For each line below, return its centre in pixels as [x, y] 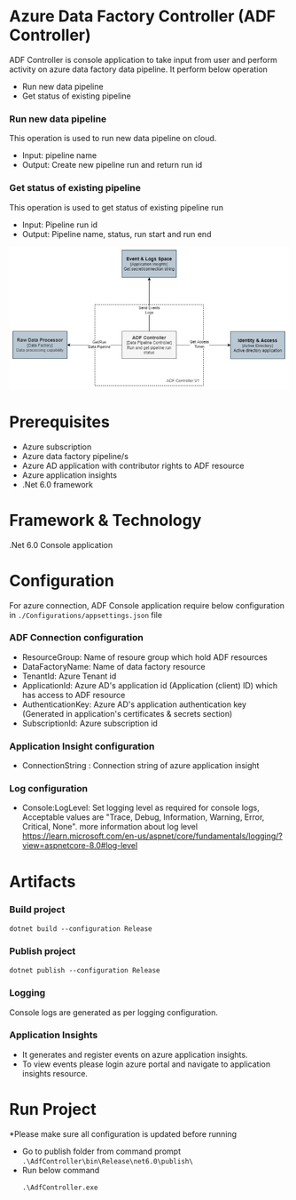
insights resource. [55, 1073]
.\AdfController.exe [60, 1188]
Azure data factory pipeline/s [75, 456]
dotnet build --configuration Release [81, 929]
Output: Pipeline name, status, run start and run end [117, 234]
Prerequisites [60, 421]
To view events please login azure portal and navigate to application [146, 1064]
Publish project [43, 950]
